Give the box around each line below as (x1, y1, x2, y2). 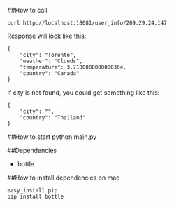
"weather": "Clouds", (20, 58, 82, 65)
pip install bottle (7, 193, 64, 200)
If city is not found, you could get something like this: (7, 88, 160, 97)
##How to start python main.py (7, 133, 97, 141)
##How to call (7, 6, 48, 14)
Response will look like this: (7, 32, 87, 40)
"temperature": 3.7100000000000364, (20, 64, 127, 71)
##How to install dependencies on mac (7, 173, 120, 182)
